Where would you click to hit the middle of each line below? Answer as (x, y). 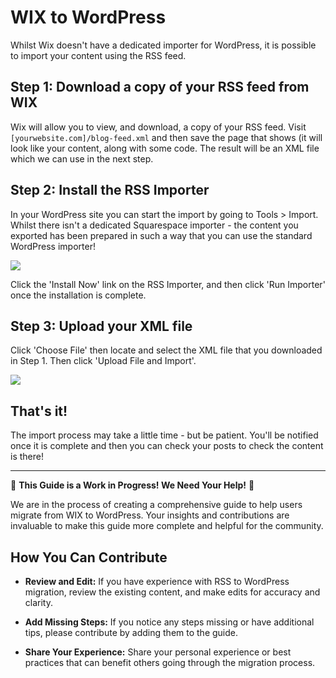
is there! (27, 457)
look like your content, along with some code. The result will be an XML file (165, 148)
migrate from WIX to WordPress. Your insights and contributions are (150, 515)
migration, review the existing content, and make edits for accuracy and (172, 592)
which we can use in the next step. (82, 158)
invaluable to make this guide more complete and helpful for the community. (167, 526)
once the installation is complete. (78, 295)
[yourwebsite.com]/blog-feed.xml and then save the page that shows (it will (166, 137)
